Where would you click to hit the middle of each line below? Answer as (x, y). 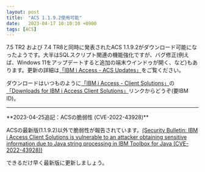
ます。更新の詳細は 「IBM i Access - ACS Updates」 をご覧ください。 (98, 70)
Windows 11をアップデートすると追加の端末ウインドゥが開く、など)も (105, 62)
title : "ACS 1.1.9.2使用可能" (44, 18)
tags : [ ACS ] (21, 29)
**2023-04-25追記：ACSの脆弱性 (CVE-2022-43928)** (78, 118)
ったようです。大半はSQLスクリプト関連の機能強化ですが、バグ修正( (92, 55)
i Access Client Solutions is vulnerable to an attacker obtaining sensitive (97, 137)
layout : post (23, 12)
